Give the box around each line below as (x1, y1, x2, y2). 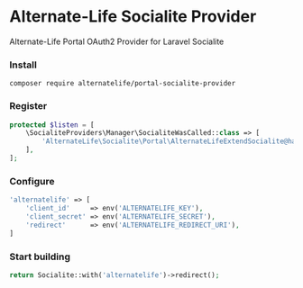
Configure (9, 175, 55, 187)
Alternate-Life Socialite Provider (9, 6, 257, 27)
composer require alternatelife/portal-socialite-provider (9, 79, 236, 88)
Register (9, 100, 48, 112)
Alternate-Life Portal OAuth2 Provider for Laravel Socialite (9, 36, 225, 47)
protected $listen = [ (9, 120, 95, 130)
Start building (9, 250, 70, 263)
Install (9, 58, 38, 71)
